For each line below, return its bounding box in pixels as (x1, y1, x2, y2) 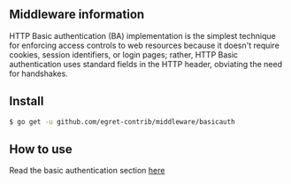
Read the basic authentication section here (9, 165, 165, 176)
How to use (9, 142, 73, 157)
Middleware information (9, 7, 145, 22)
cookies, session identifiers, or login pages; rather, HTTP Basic (9, 49, 239, 60)
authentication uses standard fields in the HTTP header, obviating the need (9, 58, 283, 69)
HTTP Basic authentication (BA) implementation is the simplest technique (9, 30, 276, 41)
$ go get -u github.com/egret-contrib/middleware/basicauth (9, 117, 236, 126)
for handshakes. (9, 68, 68, 79)
